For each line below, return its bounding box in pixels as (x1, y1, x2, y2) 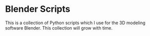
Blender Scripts (5, 3, 70, 15)
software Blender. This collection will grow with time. (5, 25, 113, 31)
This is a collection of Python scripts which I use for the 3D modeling (5, 20, 146, 26)
